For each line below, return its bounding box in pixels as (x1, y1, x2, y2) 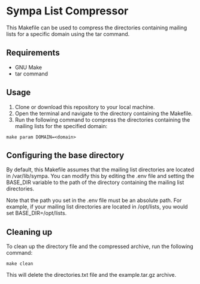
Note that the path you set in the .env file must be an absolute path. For (6, 197, 182, 204)
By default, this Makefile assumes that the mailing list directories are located (6, 166, 195, 173)
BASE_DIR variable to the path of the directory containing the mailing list (6, 179, 184, 186)
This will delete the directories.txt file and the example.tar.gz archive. (6, 271, 177, 279)
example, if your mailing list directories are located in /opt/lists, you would (6, 203, 188, 210)
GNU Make (14, 64, 43, 71)
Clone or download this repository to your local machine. (14, 103, 155, 110)
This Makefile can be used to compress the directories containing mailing (6, 24, 187, 31)
